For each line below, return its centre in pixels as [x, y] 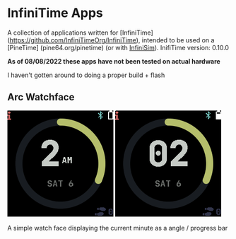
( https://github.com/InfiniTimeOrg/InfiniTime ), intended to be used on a [111, 40]
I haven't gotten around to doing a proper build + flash [86, 75]
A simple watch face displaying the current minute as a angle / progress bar [118, 228]
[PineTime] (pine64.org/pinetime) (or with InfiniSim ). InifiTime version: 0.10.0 [118, 47]
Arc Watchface [41, 97]
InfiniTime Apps [55, 13]
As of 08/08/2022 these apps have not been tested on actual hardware [114, 61]
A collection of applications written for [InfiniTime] [80, 33]
